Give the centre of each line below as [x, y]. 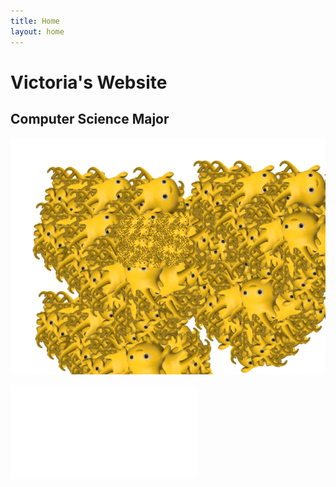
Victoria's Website [89, 82]
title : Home [35, 21]
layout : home [37, 31]
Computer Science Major [90, 119]
